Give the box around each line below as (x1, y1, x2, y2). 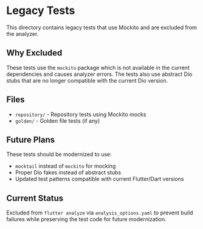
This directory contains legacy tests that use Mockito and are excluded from (6, 24, 198, 31)
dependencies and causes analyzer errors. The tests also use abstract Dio (6, 70, 193, 78)
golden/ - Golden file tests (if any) (15, 117, 100, 125)
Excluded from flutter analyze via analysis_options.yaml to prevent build (6, 209, 193, 216)
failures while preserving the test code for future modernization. (6, 216, 167, 223)
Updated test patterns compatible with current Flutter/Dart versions (15, 176, 184, 183)
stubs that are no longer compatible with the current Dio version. (6, 77, 168, 84)
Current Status (6, 193, 64, 203)
